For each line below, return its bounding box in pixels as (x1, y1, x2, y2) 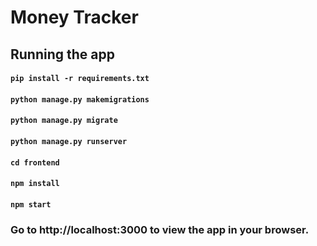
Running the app (10, 46, 115, 63)
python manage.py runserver (10, 136, 128, 146)
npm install (10, 179, 60, 189)
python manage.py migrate (10, 116, 118, 126)
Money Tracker (10, 6, 139, 29)
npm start (10, 199, 52, 210)
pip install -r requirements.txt (10, 74, 150, 84)
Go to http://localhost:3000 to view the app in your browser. (10, 222, 310, 236)
